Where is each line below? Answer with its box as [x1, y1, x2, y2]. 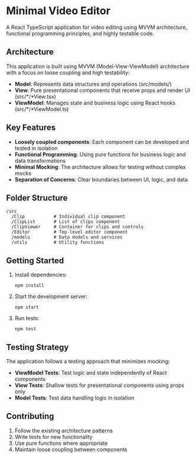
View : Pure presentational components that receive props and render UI [14, 87, 191, 94]
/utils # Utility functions [11, 240, 104, 245]
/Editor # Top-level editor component [11, 229, 128, 235]
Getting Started [6, 255, 64, 265]
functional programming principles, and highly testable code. [6, 29, 155, 37]
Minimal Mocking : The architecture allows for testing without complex [14, 163, 186, 171]
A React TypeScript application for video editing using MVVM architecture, [6, 24, 188, 31]
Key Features [6, 123, 56, 133]
